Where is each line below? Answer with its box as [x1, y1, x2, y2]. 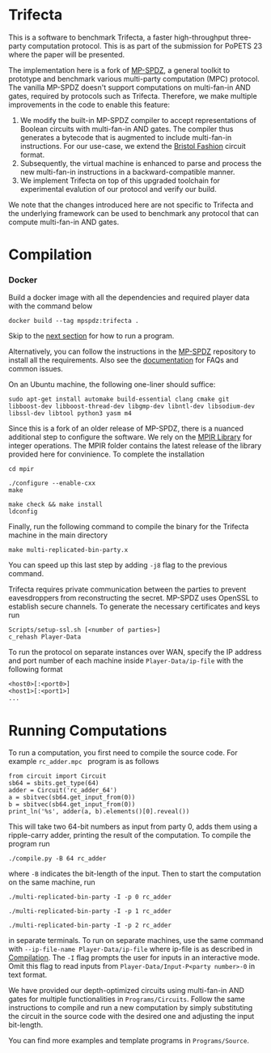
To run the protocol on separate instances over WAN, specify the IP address [8, 648, 262, 657]
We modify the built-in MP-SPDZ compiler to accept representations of [19, 115, 257, 125]
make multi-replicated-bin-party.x [8, 546, 129, 554]
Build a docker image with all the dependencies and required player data [8, 293, 250, 303]
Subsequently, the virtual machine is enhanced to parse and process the [19, 158, 262, 168]
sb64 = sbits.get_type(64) [8, 779, 100, 788]
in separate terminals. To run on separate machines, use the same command [8, 936, 265, 945]
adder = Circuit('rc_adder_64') [8, 787, 117, 795]
